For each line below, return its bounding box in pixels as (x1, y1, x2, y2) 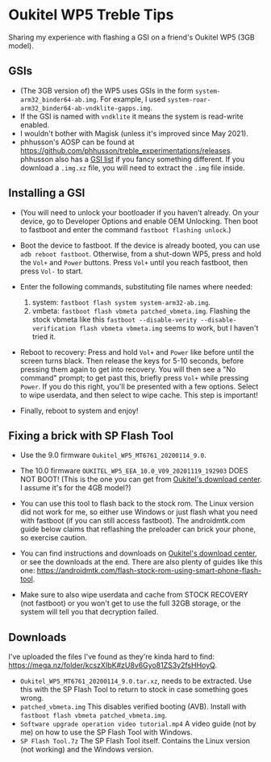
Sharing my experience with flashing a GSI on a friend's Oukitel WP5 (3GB (8, 32, 256, 42)
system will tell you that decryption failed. (19, 607, 159, 617)
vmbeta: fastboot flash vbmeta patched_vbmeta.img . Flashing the (31, 306, 251, 315)
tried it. (31, 331, 56, 341)
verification (31, 324, 77, 332)
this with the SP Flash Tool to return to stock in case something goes (19, 685, 248, 694)
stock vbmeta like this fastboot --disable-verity (31, 314, 198, 324)
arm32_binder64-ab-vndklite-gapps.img (19, 104, 151, 112)
